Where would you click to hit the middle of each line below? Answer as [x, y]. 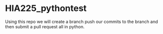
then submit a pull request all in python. [45, 26]
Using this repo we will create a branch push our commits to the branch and [81, 22]
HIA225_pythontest [46, 8]
